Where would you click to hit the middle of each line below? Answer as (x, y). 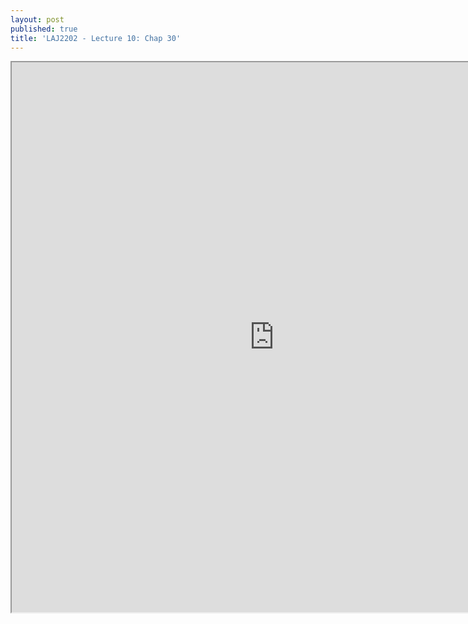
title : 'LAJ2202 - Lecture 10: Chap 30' (96, 38)
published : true (44, 29)
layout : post (37, 19)
